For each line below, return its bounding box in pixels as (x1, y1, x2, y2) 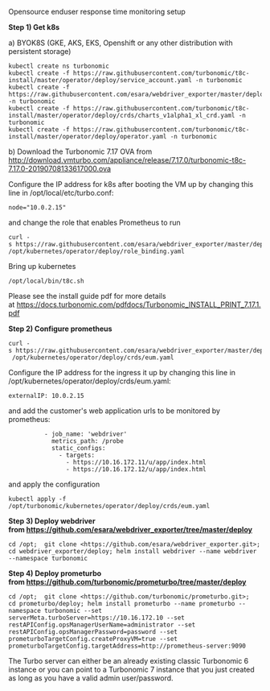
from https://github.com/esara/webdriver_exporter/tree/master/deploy (8, 525, 253, 534)
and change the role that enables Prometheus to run (8, 217, 181, 227)
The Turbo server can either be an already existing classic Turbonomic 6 (8, 656, 249, 665)
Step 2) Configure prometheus (8, 324, 112, 333)
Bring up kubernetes (8, 262, 76, 271)
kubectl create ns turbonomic (8, 62, 110, 70)
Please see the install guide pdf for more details (8, 292, 166, 300)
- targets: (59, 451, 95, 459)
